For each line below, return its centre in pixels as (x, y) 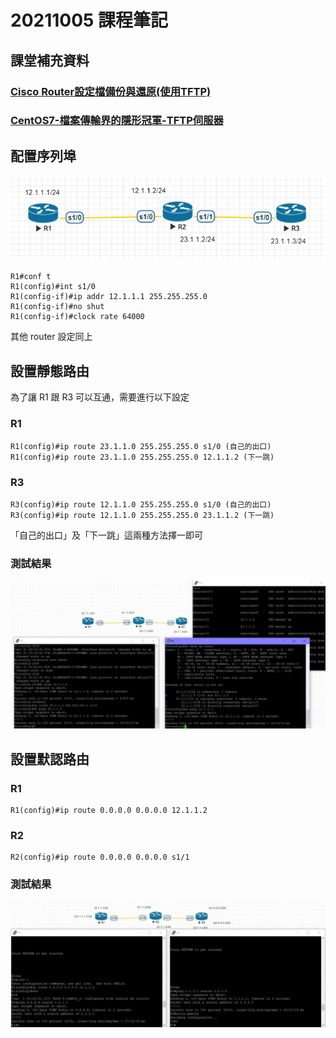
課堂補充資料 (50, 60)
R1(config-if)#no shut (57, 307)
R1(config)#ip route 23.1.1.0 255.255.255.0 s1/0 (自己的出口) (141, 446)
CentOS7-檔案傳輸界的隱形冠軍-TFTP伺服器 (117, 121)
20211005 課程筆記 (89, 20)
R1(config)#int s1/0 (53, 287)
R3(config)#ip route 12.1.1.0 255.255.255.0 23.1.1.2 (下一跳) (142, 515)
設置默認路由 (50, 759)
